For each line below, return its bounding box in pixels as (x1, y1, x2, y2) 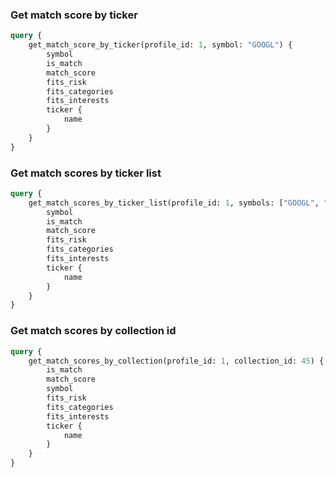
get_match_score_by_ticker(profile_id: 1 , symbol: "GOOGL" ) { (28, 40, 293, 50)
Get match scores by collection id (10, 324, 177, 338)
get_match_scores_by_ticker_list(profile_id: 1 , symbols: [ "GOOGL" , (28, 198, 320, 208)
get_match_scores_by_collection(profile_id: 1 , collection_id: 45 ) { (28, 356, 325, 366)
